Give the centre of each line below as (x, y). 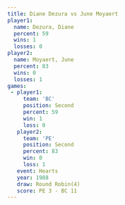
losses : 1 (28, 79)
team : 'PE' (39, 138)
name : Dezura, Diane (44, 27)
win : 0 (32, 158)
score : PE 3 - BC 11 (47, 191)
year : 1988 (33, 178)
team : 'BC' (39, 99)
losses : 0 (28, 46)
